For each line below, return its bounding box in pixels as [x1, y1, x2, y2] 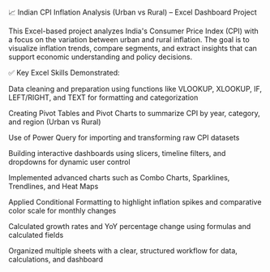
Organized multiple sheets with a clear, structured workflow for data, [8, 246, 238, 255]
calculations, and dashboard [8, 255, 104, 264]
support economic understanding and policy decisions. [8, 52, 193, 62]
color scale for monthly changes [8, 206, 117, 215]
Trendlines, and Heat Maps [8, 182, 99, 191]
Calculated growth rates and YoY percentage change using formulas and [8, 222, 251, 231]
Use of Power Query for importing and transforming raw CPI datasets [8, 133, 240, 142]
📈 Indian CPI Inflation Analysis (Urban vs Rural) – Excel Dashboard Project [8, 7, 257, 17]
